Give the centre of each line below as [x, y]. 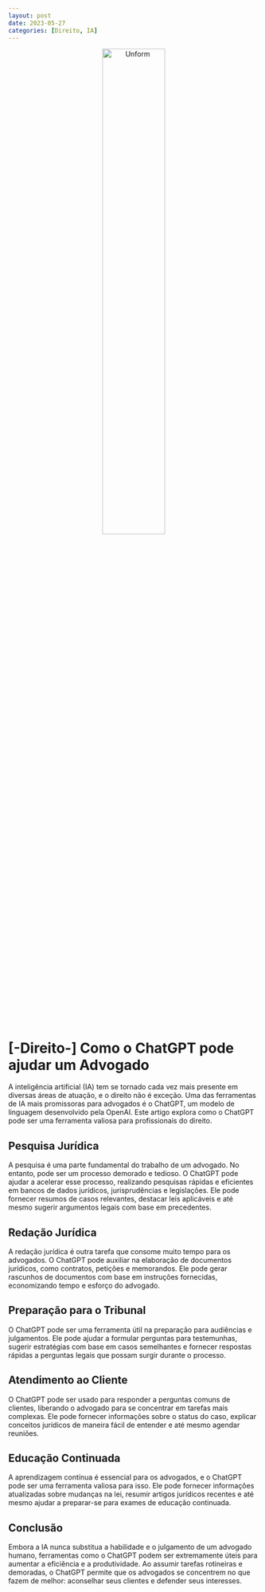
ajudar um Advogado [79, 1065]
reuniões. [24, 1433]
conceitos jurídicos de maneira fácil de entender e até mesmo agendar [124, 1425]
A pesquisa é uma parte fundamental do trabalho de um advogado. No [124, 1165]
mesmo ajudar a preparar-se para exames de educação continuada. [120, 1503]
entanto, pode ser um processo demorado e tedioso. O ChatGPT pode [123, 1174]
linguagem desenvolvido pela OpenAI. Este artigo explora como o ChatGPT [131, 1112]
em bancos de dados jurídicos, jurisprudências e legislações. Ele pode [124, 1190]
